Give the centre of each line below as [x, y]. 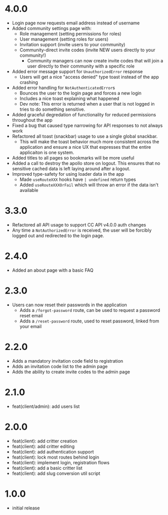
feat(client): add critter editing [43, 446]
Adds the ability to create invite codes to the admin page [71, 372]
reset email [31, 315]
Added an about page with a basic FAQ [53, 270]
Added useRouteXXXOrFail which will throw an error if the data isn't [89, 185]
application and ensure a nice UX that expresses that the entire [85, 147]
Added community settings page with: [52, 28]
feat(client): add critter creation [45, 441]
